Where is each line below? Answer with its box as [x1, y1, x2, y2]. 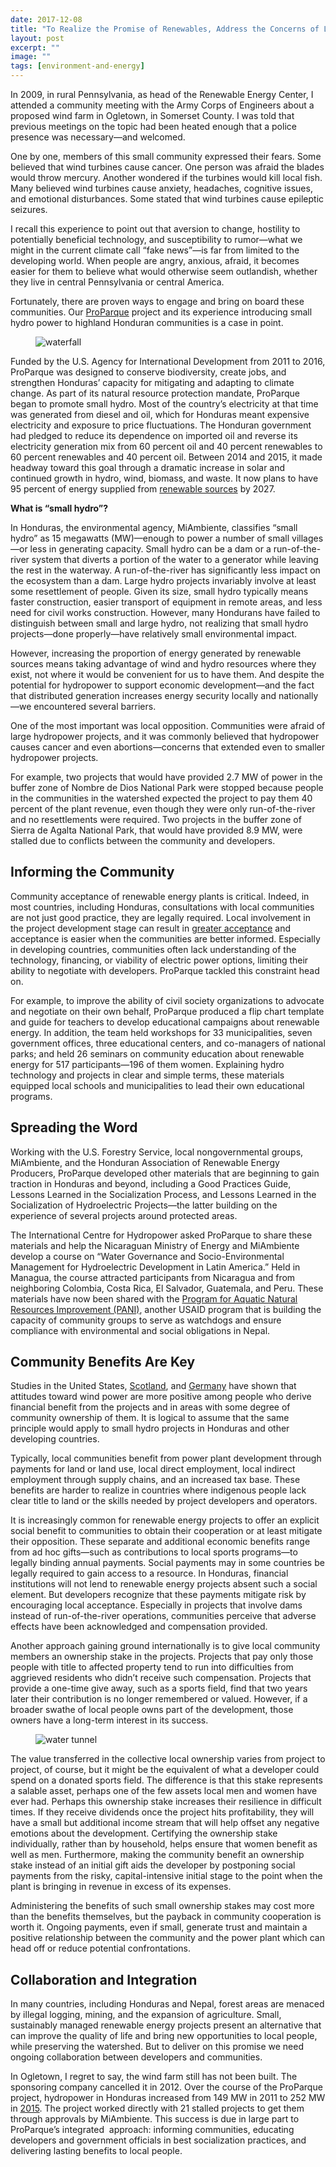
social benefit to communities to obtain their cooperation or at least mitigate [10, 1525, 323, 1537]
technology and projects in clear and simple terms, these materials [10, 1069, 285, 1081]
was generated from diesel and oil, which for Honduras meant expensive [10, 409, 310, 420]
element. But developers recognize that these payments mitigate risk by [10, 1589, 307, 1601]
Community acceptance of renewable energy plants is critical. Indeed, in [10, 890, 310, 902]
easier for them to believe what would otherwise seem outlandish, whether [10, 266, 318, 277]
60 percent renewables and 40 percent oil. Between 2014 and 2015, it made [10, 451, 323, 463]
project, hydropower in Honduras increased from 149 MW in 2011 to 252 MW [10, 2092, 326, 2104]
